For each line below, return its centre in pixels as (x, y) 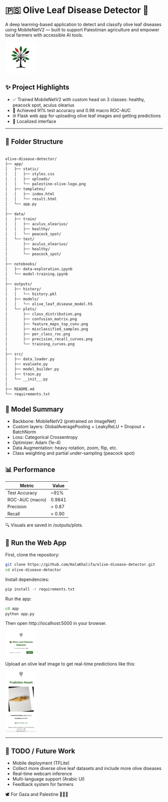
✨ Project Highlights (37, 87)
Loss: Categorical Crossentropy (45, 437)
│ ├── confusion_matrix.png (41, 319)
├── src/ (14, 354)
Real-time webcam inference (42, 774)
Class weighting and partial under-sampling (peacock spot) (73, 453)
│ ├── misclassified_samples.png (47, 329)
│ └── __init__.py (27, 379)
